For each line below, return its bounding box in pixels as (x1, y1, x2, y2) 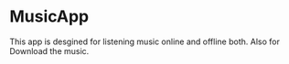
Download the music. (9, 45, 90, 56)
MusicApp (9, 6, 90, 27)
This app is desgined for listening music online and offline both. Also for (9, 36, 281, 47)
